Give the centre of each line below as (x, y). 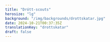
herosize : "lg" (20, 14)
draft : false (18, 32)
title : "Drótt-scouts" (28, 9)
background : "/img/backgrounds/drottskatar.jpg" (55, 18)
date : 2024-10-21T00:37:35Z (34, 23)
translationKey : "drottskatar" (37, 28)
